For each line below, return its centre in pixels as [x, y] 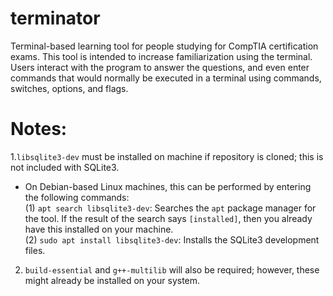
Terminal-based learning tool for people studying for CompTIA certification [164, 46]
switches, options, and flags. [69, 88]
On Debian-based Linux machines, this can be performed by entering [168, 186]
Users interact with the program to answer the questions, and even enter [160, 67]
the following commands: [77, 197]
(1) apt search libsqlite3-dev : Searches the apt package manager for [170, 208]
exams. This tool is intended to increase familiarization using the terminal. [161, 56]
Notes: [39, 129]
